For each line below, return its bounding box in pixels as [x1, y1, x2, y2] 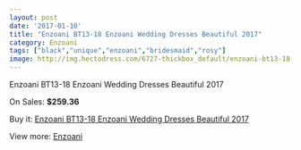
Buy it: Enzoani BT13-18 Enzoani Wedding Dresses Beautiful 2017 [9, 113, 249, 124]
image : [9, 54, 34, 63]
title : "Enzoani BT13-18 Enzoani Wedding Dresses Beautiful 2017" [9, 29, 262, 38]
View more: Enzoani [9, 131, 83, 141]
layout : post [9, 12, 58, 22]
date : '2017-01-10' [9, 21, 82, 30]
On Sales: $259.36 [9, 96, 80, 107]
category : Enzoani [9, 37, 78, 47]
